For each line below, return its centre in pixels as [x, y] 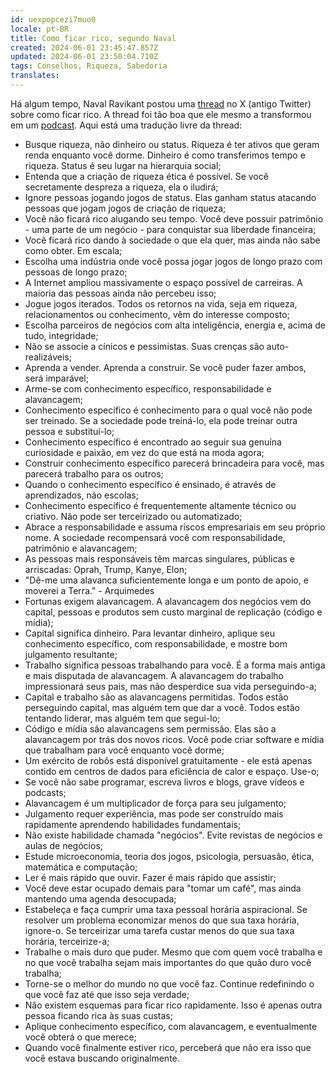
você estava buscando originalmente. [102, 1058]
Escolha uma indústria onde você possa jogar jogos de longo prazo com [173, 261]
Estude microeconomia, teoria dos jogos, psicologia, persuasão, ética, [169, 856]
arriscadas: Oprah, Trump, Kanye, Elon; [106, 569]
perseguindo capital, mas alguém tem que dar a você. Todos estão [162, 707]
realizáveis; [48, 357]
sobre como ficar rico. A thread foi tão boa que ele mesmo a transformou [161, 114]
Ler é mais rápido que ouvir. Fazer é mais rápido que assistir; [150, 877]
